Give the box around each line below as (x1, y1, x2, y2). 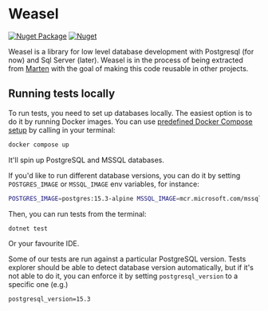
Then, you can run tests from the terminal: (8, 209, 147, 218)
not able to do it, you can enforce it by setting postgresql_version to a (8, 271, 238, 281)
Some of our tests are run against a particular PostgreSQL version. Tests (8, 254, 246, 264)
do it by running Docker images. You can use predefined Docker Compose (8, 117, 253, 126)
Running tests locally (8, 87, 116, 101)
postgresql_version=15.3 (8, 295, 91, 304)
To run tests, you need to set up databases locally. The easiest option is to (8, 108, 253, 118)
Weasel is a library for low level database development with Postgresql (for (8, 46, 254, 56)
